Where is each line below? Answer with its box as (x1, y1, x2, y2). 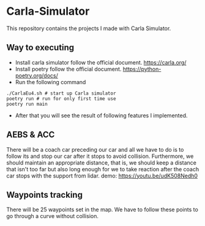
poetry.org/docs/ (15, 72, 58, 79)
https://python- (122, 65, 162, 72)
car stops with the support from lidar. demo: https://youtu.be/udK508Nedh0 (6, 172, 198, 179)
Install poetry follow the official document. (15, 65, 122, 72)
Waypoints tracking (6, 189, 83, 200)
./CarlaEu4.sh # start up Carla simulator (6, 90, 116, 96)
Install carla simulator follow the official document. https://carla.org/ (15, 58, 187, 66)
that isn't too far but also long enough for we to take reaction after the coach (6, 165, 199, 173)
